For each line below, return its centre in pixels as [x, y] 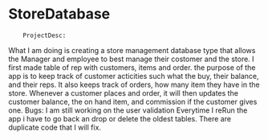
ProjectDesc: [45, 35]
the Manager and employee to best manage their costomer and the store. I [131, 59]
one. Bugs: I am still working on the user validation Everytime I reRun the [128, 110]
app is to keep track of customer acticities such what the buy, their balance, [134, 76]
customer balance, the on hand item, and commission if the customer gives [133, 101]
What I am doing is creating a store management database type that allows [132, 50]
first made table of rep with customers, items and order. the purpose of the [132, 67]
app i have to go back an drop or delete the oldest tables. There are [120, 118]
